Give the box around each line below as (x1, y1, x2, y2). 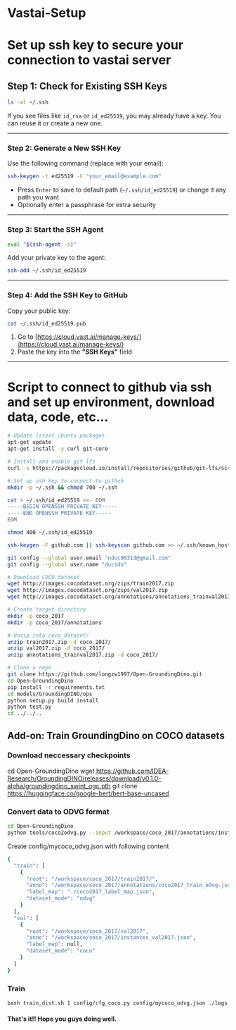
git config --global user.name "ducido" (7, 561, 128, 568)
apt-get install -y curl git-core (7, 445, 109, 452)
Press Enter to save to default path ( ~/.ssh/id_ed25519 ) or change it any (17, 185, 227, 194)
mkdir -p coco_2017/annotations (7, 619, 102, 626)
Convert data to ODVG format (7, 807, 110, 817)
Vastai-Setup (7, 5, 86, 21)
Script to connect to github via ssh (7, 379, 212, 395)
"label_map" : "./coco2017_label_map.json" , (25, 888, 156, 895)
